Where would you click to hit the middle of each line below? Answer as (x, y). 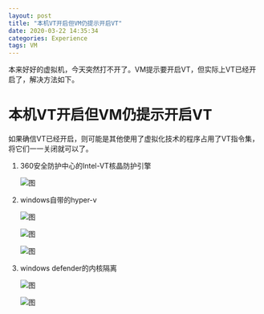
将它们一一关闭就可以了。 (51, 149)
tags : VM (23, 46)
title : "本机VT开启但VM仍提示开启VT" (65, 23)
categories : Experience (48, 38)
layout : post (30, 16)
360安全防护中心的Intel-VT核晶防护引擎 (85, 166)
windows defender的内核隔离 (69, 268)
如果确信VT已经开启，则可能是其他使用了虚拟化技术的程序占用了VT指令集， (134, 139)
